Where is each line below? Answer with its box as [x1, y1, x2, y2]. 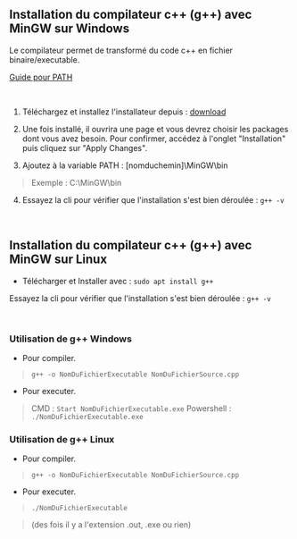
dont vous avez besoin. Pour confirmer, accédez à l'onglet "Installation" [21, 133, 286, 144]
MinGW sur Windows [9, 21, 130, 37]
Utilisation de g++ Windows [9, 333, 132, 345]
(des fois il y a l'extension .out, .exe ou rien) [30, 519, 192, 530]
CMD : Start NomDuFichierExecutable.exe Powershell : [30, 402, 232, 414]
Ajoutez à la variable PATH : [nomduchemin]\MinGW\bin [21, 160, 228, 171]
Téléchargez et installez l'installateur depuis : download [21, 106, 227, 117]
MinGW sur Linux [9, 252, 108, 267]
